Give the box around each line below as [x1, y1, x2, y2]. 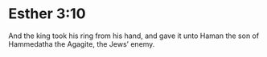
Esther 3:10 [8, 5, 86, 23]
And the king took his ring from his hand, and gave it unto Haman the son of [8, 31, 260, 40]
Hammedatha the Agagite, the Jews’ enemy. [8, 39, 155, 48]
